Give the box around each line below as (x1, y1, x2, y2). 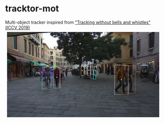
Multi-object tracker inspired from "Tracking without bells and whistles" (5, 19, 151, 25)
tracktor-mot (5, 3, 59, 14)
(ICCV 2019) (5, 24, 30, 30)
